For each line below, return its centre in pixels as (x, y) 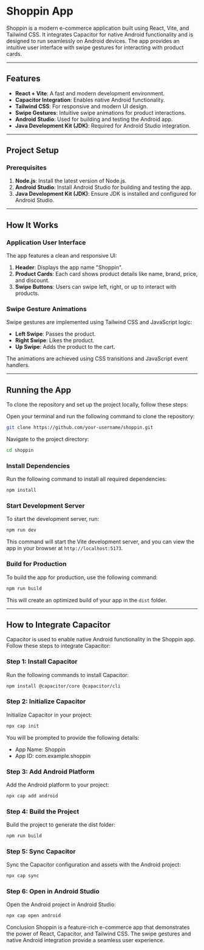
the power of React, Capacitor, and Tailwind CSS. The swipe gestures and (99, 934)
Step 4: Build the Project (43, 811)
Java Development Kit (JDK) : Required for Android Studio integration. (103, 125)
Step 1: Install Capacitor (42, 662)
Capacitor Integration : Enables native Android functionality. (90, 100)
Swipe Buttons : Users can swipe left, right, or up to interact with (96, 287)
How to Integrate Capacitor (59, 625)
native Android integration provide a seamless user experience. (86, 940)
